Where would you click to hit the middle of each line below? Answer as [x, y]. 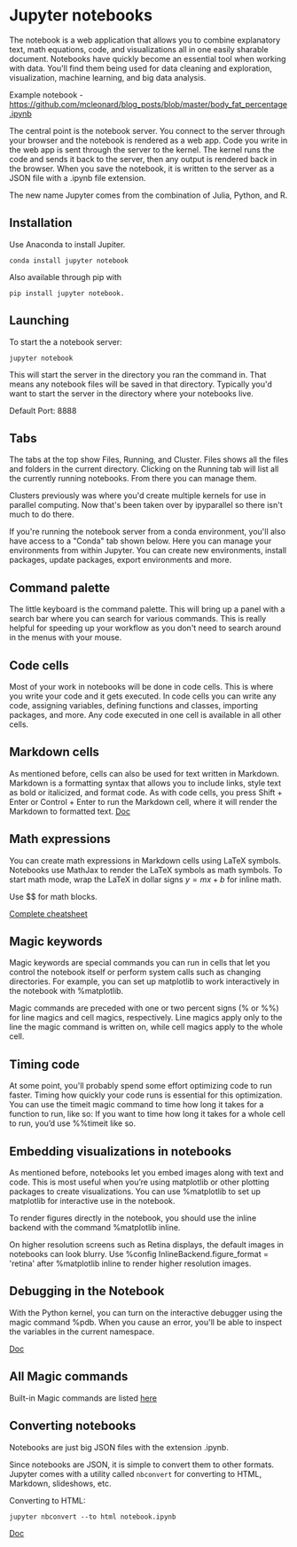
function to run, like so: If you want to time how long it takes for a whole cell [147, 1114]
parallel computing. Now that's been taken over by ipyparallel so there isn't [146, 505]
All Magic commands [69, 1376]
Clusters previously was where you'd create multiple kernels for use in [137, 496]
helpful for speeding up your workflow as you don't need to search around [145, 628]
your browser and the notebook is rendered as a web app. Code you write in [148, 140]
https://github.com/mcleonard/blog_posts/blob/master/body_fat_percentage [148, 104]
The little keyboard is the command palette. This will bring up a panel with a [147, 609]
